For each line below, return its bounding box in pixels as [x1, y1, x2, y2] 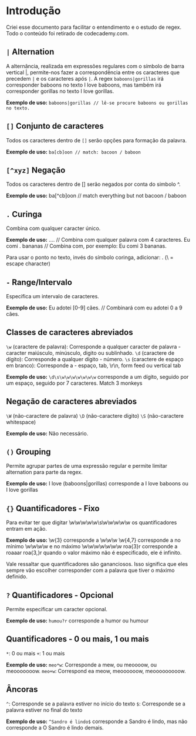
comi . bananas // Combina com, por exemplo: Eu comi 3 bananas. [6, 242, 167, 249]
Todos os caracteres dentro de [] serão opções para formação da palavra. [6, 136, 187, 144]
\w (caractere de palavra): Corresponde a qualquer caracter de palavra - [6, 343, 181, 350]
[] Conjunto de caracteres [6, 121, 104, 131]
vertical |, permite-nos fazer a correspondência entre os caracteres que [6, 69, 180, 76]
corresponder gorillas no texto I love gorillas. [6, 87, 114, 95]
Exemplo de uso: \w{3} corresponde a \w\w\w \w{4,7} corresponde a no [6, 537, 181, 544]
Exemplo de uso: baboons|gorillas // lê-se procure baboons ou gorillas [6, 99, 188, 106]
